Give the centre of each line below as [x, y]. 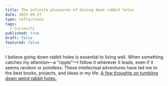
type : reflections [24, 19]
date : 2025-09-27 [23, 15]
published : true [22, 33]
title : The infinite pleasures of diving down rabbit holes [70, 10]
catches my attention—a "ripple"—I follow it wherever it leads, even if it [79, 62]
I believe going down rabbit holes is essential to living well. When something [84, 57]
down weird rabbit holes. [31, 78]
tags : [11, 24]
